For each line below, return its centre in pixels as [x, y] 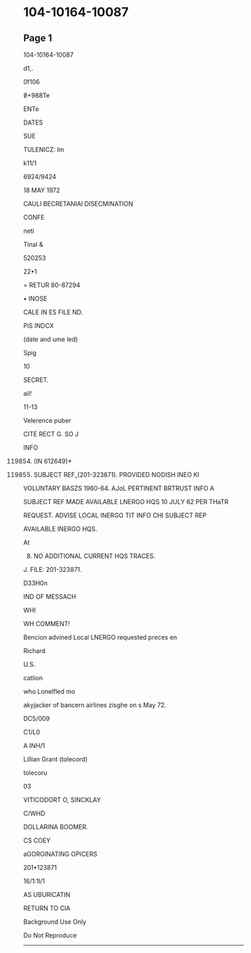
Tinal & [33, 244]
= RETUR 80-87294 [52, 285]
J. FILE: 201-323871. [53, 569]
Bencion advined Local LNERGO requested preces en [100, 637]
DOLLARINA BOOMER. [56, 827]
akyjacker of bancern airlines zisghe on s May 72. [95, 705]
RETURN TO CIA [47, 908]
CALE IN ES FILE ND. [53, 312]
